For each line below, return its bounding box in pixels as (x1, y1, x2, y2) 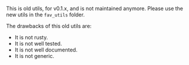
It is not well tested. (14, 40, 62, 47)
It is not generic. (14, 53, 55, 59)
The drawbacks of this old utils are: (6, 23, 92, 29)
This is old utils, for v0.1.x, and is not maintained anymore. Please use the (6, 5, 184, 12)
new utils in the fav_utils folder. (6, 11, 85, 18)
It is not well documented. (14, 46, 78, 53)
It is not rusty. (14, 34, 48, 40)
